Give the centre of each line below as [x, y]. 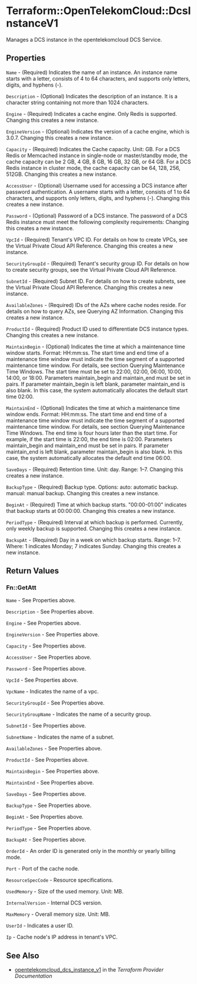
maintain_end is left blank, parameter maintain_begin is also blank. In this [94, 452]
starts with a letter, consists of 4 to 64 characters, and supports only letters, [98, 78]
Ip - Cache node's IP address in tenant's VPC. [62, 937]
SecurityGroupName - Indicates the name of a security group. [79, 714]
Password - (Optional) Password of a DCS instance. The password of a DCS [97, 215]
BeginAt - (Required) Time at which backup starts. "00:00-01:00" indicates [96, 505]
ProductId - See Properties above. [48, 760]
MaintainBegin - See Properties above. [53, 771]
